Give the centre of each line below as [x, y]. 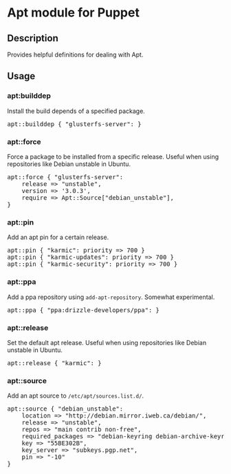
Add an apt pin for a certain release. [58, 237]
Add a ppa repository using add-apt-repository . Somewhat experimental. [111, 297]
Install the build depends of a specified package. [76, 111]
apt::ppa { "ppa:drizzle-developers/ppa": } [84, 310]
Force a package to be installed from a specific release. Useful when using [113, 156]
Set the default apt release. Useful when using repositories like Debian [107, 342]
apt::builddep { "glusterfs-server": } [74, 124]
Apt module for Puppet [73, 13]
